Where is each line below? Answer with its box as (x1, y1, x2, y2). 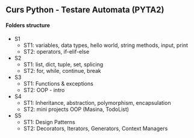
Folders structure (5, 21, 51, 29)
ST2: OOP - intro (23, 86, 65, 93)
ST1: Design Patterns (23, 118, 76, 125)
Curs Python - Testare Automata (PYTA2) (5, 5, 164, 15)
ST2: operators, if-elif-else (23, 48, 90, 55)
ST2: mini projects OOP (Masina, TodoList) (23, 105, 130, 113)
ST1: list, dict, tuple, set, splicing (23, 60, 104, 68)
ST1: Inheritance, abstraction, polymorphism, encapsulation (23, 99, 171, 106)
